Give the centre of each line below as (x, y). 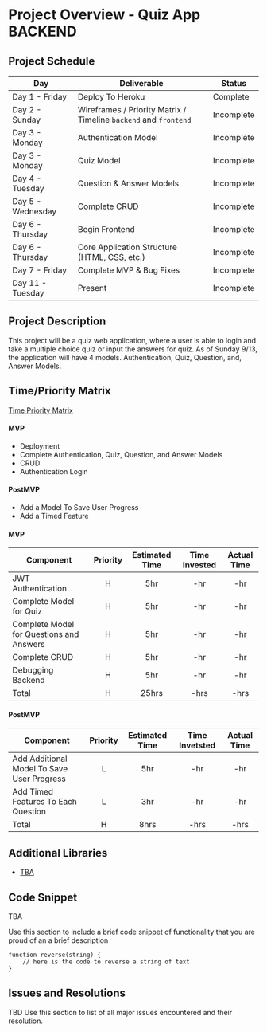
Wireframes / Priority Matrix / (132, 110)
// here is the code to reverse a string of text (106, 962)
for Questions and (46, 634)
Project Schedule (52, 61)
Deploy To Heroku (111, 97)
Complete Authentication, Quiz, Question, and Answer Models (121, 454)
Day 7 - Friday (40, 270)
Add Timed (33, 792)
